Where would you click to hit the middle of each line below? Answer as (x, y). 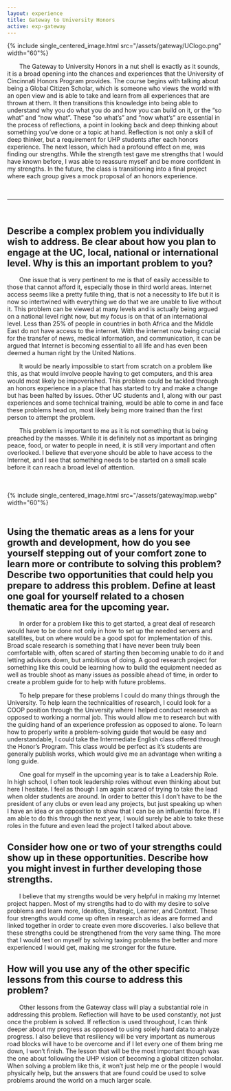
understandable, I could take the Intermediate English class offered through (114, 739)
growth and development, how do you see (99, 542)
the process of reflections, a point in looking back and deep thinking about (113, 125)
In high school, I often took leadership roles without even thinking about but (114, 782)
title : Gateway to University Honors (61, 20)
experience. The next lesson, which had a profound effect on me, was (106, 147)
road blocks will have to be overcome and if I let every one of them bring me (115, 1044)
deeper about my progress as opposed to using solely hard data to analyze (113, 1029)
